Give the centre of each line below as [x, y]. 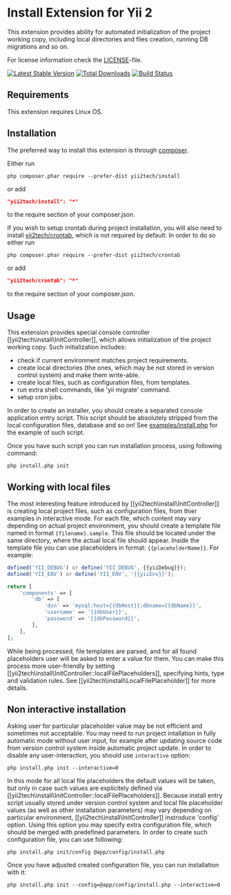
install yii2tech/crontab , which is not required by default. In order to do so [111, 235]
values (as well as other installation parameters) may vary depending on [110, 810]
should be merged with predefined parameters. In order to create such [108, 832]
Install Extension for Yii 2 [80, 13]
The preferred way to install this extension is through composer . [98, 150]
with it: [17, 872]
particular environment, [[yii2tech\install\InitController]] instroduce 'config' [113, 818]
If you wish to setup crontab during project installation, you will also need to [114, 228]
